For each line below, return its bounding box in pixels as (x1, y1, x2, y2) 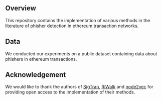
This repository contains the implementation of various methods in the (5, 17, 150, 23)
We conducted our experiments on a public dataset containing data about (5, 50, 157, 57)
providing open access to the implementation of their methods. (5, 89, 135, 95)
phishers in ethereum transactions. (5, 56, 77, 62)
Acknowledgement (5, 70, 66, 79)
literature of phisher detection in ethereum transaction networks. (5, 23, 139, 29)
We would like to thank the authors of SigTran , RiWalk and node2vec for (5, 84, 154, 90)
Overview (5, 4, 37, 13)
